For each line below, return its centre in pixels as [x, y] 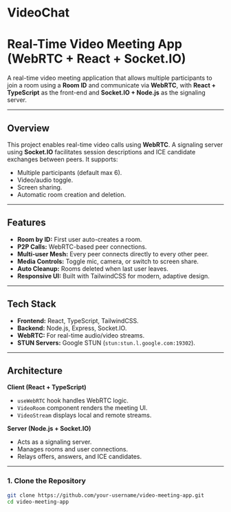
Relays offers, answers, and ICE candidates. [79, 457]
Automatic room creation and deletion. [71, 194]
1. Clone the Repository [46, 481]
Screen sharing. [40, 187]
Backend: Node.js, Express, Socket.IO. [72, 328]
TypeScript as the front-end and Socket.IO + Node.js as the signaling [107, 93]
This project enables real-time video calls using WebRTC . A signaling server [115, 144]
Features [26, 223]
